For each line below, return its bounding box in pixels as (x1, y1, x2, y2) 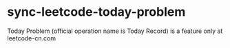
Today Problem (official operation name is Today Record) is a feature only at (7, 27, 223, 35)
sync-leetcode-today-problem (7, 4, 186, 20)
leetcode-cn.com (7, 34, 56, 42)
